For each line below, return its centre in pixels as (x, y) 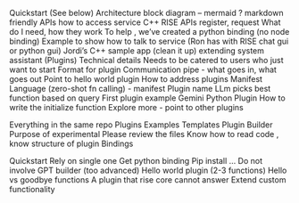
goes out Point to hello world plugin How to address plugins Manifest (136, 79)
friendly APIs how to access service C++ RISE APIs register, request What (145, 22)
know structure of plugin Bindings (71, 143)
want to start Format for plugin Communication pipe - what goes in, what (143, 69)
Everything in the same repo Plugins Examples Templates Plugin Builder (141, 125)
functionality (32, 189)
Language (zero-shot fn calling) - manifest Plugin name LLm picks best (140, 89)
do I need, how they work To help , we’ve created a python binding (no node (149, 32)
